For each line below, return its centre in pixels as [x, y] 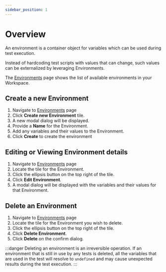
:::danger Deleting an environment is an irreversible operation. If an [74, 248]
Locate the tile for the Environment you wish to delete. [67, 223]
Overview [26, 34]
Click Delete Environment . [39, 233]
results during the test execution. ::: [41, 264]
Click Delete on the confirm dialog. [48, 239]
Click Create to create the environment [52, 136]
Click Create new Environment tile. [48, 115]
